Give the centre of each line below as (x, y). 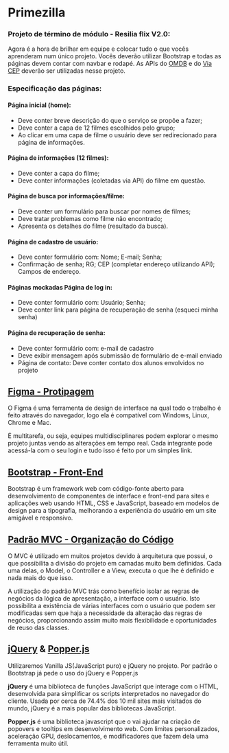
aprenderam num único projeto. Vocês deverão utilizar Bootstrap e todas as (114, 56)
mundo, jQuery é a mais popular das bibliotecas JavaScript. (92, 708)
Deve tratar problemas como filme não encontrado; (90, 219)
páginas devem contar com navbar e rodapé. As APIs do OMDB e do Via (110, 64)
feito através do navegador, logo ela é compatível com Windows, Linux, (109, 415)
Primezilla (37, 13)
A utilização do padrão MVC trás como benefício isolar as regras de (104, 591)
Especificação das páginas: (55, 89)
